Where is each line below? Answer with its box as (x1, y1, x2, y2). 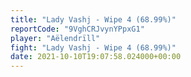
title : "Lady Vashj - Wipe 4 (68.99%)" (10, 14, 177, 25)
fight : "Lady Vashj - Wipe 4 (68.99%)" (10, 42, 177, 53)
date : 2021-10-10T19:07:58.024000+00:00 (10, 52, 182, 62)
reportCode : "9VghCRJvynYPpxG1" (10, 24, 145, 34)
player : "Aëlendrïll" (10, 33, 101, 43)
